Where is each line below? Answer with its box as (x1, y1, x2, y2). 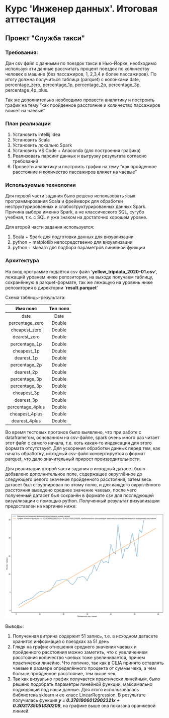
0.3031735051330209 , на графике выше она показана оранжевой (12, 702, 156, 708)
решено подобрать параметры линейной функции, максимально (12, 681, 152, 687)
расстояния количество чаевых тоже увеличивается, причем (12, 654, 145, 660)
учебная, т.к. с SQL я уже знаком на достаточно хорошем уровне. (5, 214, 147, 221)
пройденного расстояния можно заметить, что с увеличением (12, 649, 148, 655)
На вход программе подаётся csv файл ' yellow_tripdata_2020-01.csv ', (5, 268, 157, 274)
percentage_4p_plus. (5, 87, 49, 93)
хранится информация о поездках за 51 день (12, 638, 109, 644)
